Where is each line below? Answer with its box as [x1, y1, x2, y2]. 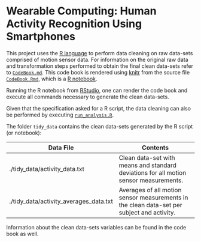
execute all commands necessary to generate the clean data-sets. [6, 93, 169, 100]
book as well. [6, 230, 39, 237]
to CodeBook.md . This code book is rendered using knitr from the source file [6, 68, 190, 76]
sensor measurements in [118, 193, 188, 202]
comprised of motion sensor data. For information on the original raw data [6, 56, 188, 63]
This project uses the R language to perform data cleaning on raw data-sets [6, 49, 193, 56]
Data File [48, 143, 74, 151]
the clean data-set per [118, 201, 182, 209]
